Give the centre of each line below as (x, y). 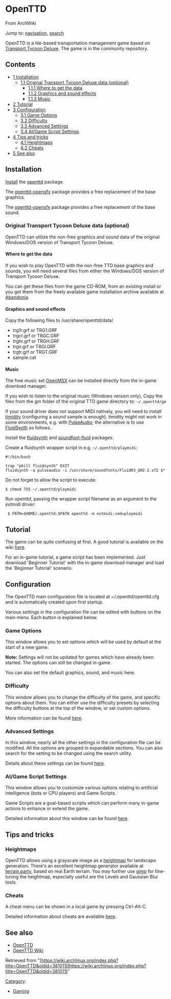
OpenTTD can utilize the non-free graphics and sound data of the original (82, 237)
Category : (16, 981)
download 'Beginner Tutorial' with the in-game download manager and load (85, 563)
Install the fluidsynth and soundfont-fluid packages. (59, 438)
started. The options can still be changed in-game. (58, 663)
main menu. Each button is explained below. (52, 617)
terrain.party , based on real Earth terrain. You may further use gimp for (80, 871)
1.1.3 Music (39, 98)
